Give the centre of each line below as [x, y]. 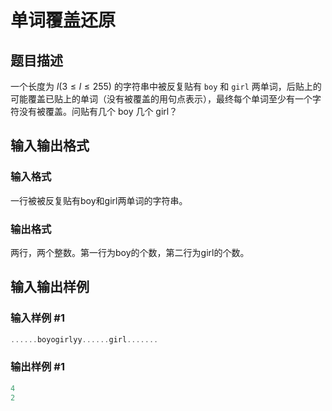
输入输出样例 [50, 287]
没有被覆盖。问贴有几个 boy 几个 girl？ [98, 111]
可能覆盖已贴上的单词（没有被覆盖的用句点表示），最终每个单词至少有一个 [161, 99]
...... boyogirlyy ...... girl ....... [84, 339]
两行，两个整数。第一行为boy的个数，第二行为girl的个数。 [130, 252]
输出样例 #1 [37, 367]
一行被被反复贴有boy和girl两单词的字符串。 [99, 200]
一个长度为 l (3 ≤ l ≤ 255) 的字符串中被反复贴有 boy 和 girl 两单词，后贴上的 [166, 86]
